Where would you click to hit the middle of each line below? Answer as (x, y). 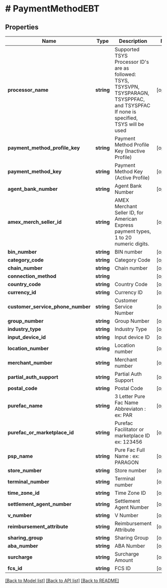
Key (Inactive (130, 151)
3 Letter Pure (130, 396)
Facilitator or (129, 429)
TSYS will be (129, 124)
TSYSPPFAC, (130, 99)
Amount (124, 560)
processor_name (28, 90)
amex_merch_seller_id (35, 222)
